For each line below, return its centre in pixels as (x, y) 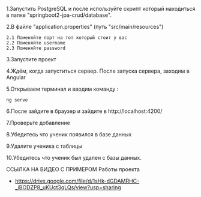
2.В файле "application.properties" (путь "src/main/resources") (85, 27)
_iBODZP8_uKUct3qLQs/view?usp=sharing (68, 187)
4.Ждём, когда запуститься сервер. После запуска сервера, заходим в (98, 71)
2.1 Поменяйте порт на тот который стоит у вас (67, 38)
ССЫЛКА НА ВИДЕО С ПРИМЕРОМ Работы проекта (73, 169)
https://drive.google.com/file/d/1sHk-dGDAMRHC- (77, 181)
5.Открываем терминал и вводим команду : (62, 89)
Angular (16, 77)
